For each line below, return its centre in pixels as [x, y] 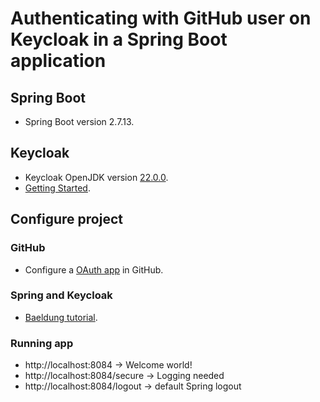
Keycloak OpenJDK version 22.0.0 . [96, 177]
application [58, 61]
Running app [42, 343]
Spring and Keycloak [61, 295]
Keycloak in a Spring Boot [119, 39]
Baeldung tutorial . [61, 317]
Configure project [66, 219]
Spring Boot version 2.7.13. [79, 121]
